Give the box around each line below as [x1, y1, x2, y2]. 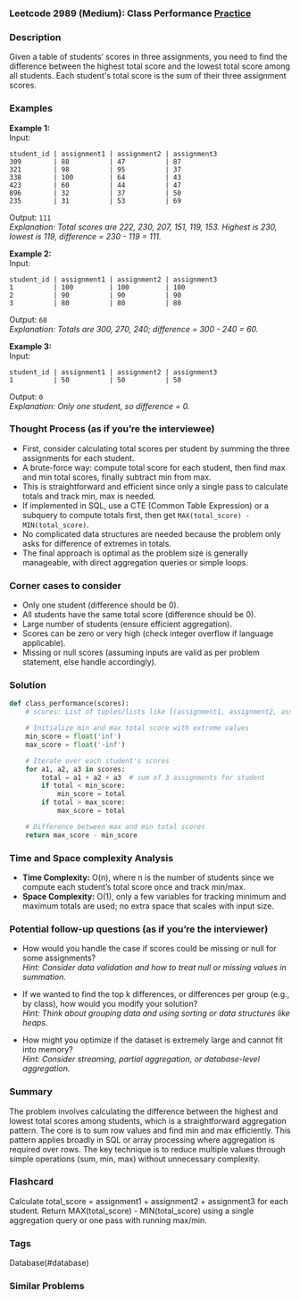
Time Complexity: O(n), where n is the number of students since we [21, 872, 275, 883]
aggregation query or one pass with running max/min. [9, 1214, 207, 1226]
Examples [9, 102, 54, 114]
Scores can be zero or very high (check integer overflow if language [21, 628, 274, 639]
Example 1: [9, 122, 51, 133]
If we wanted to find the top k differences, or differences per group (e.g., [21, 989, 290, 1000]
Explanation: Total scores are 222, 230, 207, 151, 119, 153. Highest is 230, [9, 222, 278, 232]
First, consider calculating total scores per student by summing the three [21, 443, 290, 454]
